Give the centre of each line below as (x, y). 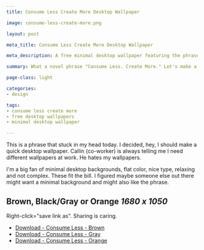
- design (17, 94)
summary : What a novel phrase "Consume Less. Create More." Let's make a (102, 67)
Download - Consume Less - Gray (58, 234)
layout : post (23, 34)
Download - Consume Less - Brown (60, 228)
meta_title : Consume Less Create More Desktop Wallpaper (80, 45)
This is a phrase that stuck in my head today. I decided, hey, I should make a (102, 145)
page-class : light (29, 78)
